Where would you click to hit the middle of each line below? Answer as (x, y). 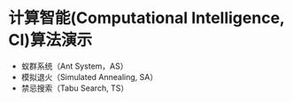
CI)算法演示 (50, 40)
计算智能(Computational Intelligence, (146, 18)
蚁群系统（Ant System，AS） (74, 66)
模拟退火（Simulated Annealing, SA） (89, 76)
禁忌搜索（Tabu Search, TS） (75, 88)
